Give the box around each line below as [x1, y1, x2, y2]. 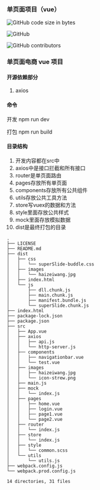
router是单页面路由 [15, 171, 62, 179]
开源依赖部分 [7, 73, 38, 80]
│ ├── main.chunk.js [7, 292, 73, 298]
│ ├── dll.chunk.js [7, 287, 70, 293]
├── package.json [7, 318, 50, 324]
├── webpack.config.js [7, 463, 63, 469]
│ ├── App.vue [7, 328, 47, 335]
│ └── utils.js [7, 457, 60, 463]
